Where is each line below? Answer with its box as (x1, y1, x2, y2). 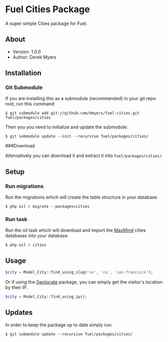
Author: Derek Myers (12, 54, 57, 60)
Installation (5, 69, 42, 77)
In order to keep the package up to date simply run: (5, 322, 113, 328)
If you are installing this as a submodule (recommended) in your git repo (5, 96, 156, 102)
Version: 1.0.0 (12, 48, 41, 54)
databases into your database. (5, 233, 69, 239)
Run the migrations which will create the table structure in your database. (5, 194, 158, 200)
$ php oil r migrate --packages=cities (5, 204, 90, 209)
